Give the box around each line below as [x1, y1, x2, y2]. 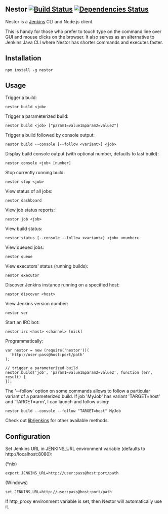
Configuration [5, 432, 51, 441]
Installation [5, 54, 41, 62]
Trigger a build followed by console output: [5, 132, 95, 138]
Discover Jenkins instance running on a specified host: [5, 282, 120, 288]
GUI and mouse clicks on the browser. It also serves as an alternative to [5, 34, 155, 40]
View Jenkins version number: [5, 301, 68, 307]
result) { [5, 374, 26, 380]
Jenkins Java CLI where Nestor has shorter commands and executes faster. [5, 39, 163, 45]
